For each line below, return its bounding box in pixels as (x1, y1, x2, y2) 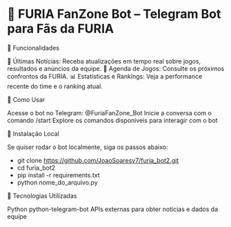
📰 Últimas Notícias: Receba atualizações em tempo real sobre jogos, (7, 57, 201, 65)
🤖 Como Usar (7, 95, 46, 103)
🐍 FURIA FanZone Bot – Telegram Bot (7, 6, 221, 22)
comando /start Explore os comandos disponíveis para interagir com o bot (7, 116, 219, 124)
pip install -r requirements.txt (17, 170, 100, 179)
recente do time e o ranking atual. (7, 82, 103, 90)
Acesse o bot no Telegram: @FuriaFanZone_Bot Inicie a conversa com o (7, 108, 212, 117)
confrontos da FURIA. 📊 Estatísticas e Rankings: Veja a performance (7, 72, 203, 80)
